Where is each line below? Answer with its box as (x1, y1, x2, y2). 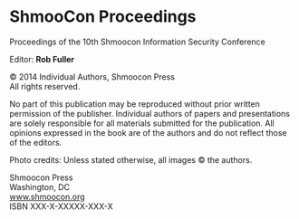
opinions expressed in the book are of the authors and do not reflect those (9, 127, 287, 138)
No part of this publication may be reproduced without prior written (9, 98, 261, 109)
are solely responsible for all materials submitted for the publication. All (9, 118, 275, 129)
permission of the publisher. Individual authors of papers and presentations (9, 108, 290, 119)
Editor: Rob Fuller (9, 53, 75, 64)
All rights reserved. (9, 81, 81, 91)
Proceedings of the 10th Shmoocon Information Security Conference (9, 36, 265, 47)
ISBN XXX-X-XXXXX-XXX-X (9, 201, 113, 212)
